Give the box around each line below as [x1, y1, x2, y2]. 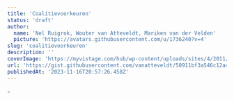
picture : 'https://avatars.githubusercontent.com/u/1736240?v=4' [13, 36, 208, 43]
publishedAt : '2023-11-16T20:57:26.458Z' [7, 68, 130, 75]
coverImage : [7, 56, 42, 62]
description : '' [7, 49, 54, 56]
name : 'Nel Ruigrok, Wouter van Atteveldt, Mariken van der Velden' [13, 29, 217, 37]
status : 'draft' [7, 17, 54, 24]
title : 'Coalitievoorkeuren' [7, 10, 92, 17]
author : [7, 23, 30, 30]
